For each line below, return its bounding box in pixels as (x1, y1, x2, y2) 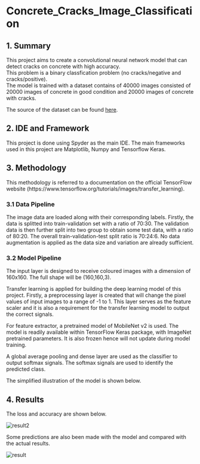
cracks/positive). (6, 76, 48, 82)
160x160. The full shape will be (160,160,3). (6, 274, 112, 281)
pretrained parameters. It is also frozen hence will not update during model (6, 335, 190, 342)
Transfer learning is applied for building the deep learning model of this (6, 285, 181, 293)
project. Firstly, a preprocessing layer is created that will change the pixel (6, 291, 186, 299)
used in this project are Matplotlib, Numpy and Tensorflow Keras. (6, 145, 166, 153)
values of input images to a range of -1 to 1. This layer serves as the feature (6, 298, 191, 305)
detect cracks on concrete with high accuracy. (6, 63, 121, 70)
